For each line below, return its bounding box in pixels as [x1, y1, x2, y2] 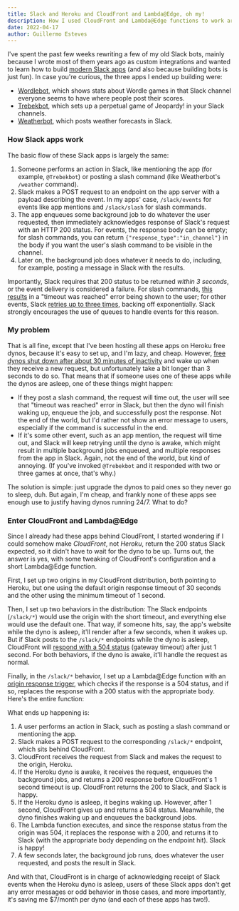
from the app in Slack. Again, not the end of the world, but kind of [17, 454, 211, 462]
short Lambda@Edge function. [7, 562, 97, 571]
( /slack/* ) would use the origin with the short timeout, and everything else [7, 613, 226, 621]
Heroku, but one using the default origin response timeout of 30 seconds [7, 584, 222, 592]
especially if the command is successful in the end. [17, 423, 169, 432]
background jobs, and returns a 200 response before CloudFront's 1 [17, 775, 217, 784]
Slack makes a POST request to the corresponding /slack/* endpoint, [17, 738, 223, 746]
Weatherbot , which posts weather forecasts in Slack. [17, 117, 173, 126]
